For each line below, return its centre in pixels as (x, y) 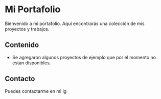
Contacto (20, 79)
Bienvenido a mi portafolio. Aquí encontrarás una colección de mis (75, 23)
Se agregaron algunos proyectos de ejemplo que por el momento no (84, 57)
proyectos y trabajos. (27, 29)
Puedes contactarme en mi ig (36, 91)
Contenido (22, 45)
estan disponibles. (31, 63)
